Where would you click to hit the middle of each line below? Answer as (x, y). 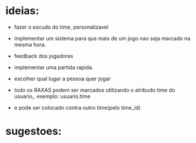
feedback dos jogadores (44, 56)
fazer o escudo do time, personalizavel (61, 27)
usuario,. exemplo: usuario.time (52, 96)
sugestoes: (34, 132)
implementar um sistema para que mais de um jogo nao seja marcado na (102, 38)
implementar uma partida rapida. (54, 67)
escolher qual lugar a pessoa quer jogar (62, 79)
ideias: (22, 11)
